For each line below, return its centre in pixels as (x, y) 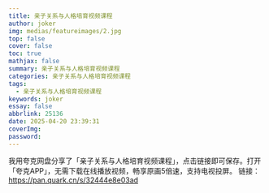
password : (25, 136)
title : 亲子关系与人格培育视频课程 (61, 16)
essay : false (30, 106)
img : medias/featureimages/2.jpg (65, 31)
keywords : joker (36, 99)
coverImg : (25, 129)
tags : (17, 84)
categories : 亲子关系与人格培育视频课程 (70, 76)
